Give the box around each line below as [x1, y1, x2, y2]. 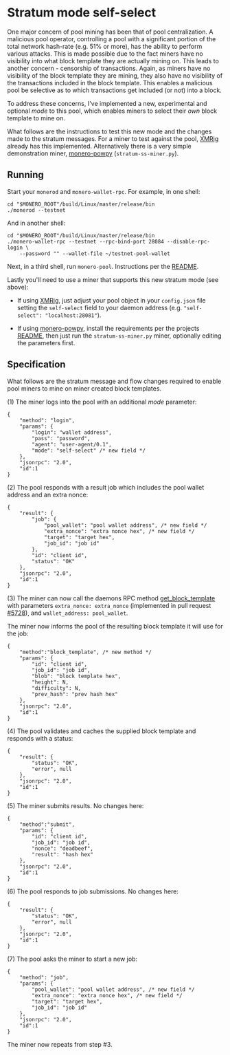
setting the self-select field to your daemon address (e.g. [16, 303, 183, 312]
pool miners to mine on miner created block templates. [7, 384, 162, 393]
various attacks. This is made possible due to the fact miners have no [7, 50, 204, 58]
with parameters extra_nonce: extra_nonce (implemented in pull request [7, 601, 211, 609]
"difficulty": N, [32, 684, 81, 692]
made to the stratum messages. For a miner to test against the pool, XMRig [7, 134, 219, 142]
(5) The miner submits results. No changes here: [7, 801, 144, 809]
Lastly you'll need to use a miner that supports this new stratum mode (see [7, 275, 219, 283]
